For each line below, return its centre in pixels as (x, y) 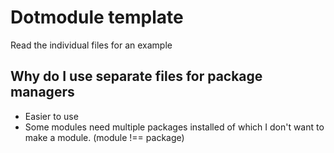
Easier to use (51, 116)
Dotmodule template (97, 17)
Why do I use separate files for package (136, 76)
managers (42, 92)
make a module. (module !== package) (104, 137)
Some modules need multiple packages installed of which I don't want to (174, 127)
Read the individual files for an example (91, 45)
